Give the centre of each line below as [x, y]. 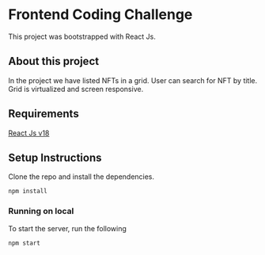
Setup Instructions [55, 157]
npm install [28, 192]
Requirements [44, 114]
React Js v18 [29, 133]
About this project [54, 61]
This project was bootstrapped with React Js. [82, 36]
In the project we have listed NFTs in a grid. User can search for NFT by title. [133, 80]
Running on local [41, 211]
